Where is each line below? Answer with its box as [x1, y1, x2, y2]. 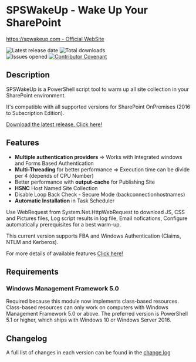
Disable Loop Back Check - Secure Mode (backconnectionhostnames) [14, 191, 185, 198]
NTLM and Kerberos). [6, 238, 59, 245]
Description [6, 70, 50, 80]
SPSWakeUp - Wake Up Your [6, 4, 148, 17]
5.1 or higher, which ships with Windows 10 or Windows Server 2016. [6, 316, 171, 323]
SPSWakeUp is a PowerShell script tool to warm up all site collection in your [6, 86, 189, 93]
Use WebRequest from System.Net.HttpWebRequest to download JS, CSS [6, 208, 185, 215]
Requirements [6, 266, 59, 276]
